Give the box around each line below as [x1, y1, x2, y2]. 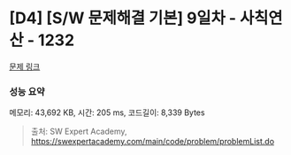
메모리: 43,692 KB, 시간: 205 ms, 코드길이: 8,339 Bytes [9, 107, 205, 118]
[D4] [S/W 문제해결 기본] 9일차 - [9, 8, 237, 28]
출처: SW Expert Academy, [30, 126, 127, 137]
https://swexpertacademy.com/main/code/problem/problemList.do [30, 136, 275, 147]
